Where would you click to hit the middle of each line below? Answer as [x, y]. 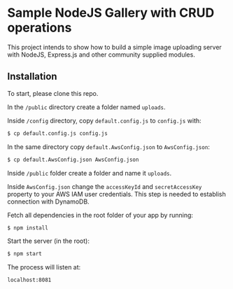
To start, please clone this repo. [53, 93]
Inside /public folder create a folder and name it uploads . [90, 173]
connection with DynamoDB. [48, 202]
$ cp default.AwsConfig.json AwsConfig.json [73, 160]
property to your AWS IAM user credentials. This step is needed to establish [116, 194]
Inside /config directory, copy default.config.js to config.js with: [104, 120]
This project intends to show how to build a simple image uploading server [114, 47]
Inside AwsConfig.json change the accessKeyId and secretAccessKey [105, 186]
